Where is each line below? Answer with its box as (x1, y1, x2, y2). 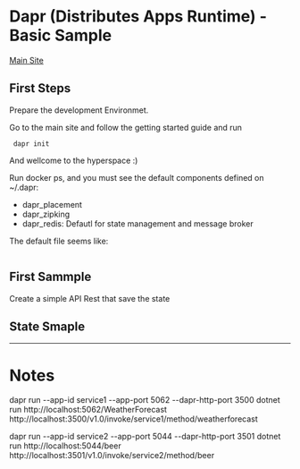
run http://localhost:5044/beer (9, 440, 122, 451)
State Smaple (9, 319, 86, 334)
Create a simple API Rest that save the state (9, 293, 171, 303)
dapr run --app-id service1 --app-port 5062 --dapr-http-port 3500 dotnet (9, 395, 280, 405)
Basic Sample (9, 25, 112, 46)
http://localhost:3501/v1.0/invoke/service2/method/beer (9, 450, 215, 461)
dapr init (12, 139, 50, 149)
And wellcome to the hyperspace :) (9, 155, 138, 166)
